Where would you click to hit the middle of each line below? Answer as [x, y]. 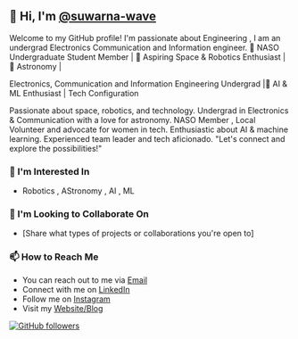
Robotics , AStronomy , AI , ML [79, 191]
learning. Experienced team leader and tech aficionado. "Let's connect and [147, 138]
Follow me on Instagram [66, 299]
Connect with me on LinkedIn [76, 289]
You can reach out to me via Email [85, 280]
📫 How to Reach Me [54, 257]
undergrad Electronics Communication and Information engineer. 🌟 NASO [144, 47]
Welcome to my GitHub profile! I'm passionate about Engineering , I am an [145, 37]
